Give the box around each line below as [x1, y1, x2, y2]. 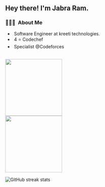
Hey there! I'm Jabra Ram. [5, 4, 89, 13]
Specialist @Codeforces [14, 43, 65, 49]
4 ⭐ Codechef [14, 36, 43, 42]
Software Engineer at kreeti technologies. [14, 30, 100, 37]
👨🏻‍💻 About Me [5, 19, 43, 26]
